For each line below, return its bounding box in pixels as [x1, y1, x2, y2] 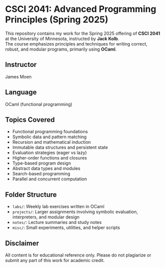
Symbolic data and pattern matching [12, 134, 87, 140]
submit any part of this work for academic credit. [5, 258, 105, 263]
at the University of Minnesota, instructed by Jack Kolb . [5, 36, 119, 42]
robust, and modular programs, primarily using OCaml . [5, 46, 117, 52]
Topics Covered [5, 115, 55, 124]
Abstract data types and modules [12, 165, 81, 171]
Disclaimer [5, 239, 39, 247]
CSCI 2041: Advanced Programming [5, 3, 157, 15]
